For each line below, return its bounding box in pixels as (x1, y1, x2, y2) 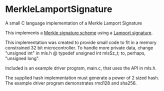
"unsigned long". (5, 55, 40, 61)
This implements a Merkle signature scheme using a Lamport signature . (5, 29, 153, 35)
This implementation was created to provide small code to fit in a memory (5, 39, 156, 45)
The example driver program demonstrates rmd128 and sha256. (5, 80, 137, 86)
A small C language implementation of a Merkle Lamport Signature (5, 20, 142, 26)
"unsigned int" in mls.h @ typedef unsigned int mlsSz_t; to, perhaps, (5, 50, 146, 56)
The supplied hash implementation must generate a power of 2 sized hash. (5, 74, 159, 80)
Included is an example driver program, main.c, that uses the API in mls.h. (5, 65, 157, 71)
